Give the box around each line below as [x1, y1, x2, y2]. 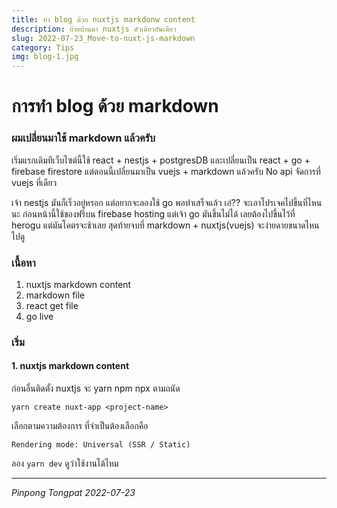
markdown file [25, 289, 86, 301]
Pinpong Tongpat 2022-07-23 [11, 487, 136, 499]
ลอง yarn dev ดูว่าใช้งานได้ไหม [11, 457, 119, 470]
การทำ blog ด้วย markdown [11, 95, 219, 118]
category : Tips [11, 42, 75, 53]
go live [25, 310, 54, 322]
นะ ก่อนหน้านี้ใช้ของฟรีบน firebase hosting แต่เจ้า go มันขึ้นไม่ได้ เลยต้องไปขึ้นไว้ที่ [11, 207, 296, 220]
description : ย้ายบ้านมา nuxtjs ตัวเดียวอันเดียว [11, 24, 177, 34]
